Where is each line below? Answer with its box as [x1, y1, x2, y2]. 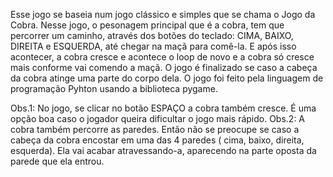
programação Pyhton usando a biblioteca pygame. [10, 83, 218, 94]
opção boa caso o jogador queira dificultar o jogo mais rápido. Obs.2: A [10, 113, 306, 124]
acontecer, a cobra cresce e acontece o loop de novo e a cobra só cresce [10, 51, 315, 63]
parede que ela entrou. [10, 155, 105, 167]
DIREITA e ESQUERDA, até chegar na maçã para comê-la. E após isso [10, 40, 297, 52]
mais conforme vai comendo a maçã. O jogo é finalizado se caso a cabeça [10, 62, 318, 73]
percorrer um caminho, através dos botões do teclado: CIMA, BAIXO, [10, 30, 294, 41]
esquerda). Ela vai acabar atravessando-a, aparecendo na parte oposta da [10, 145, 317, 156]
